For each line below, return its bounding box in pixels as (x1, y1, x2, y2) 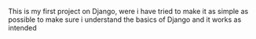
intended (8, 23, 37, 32)
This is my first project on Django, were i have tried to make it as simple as (8, 7, 249, 16)
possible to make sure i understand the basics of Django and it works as (8, 15, 242, 24)
